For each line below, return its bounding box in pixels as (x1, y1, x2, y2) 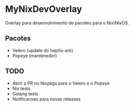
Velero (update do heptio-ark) (12, 47, 73, 53)
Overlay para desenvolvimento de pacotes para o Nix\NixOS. (5, 20, 130, 26)
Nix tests (12, 85, 31, 91)
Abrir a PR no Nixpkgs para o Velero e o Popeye (12, 80, 110, 86)
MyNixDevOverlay (5, 3, 83, 15)
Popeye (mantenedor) (12, 53, 57, 58)
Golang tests (12, 91, 39, 97)
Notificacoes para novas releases (12, 96, 81, 102)
